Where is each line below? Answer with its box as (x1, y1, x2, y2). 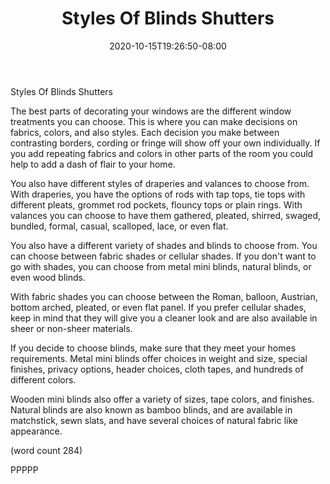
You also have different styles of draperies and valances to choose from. (10, 177, 310, 189)
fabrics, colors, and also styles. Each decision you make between (10, 126, 280, 138)
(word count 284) (10, 444, 83, 456)
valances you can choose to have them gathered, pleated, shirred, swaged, (10, 209, 322, 221)
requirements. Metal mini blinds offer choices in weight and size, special (10, 352, 308, 364)
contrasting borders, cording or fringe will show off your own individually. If (10, 137, 321, 149)
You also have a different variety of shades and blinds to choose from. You (10, 239, 318, 251)
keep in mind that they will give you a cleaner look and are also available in (10, 312, 318, 324)
